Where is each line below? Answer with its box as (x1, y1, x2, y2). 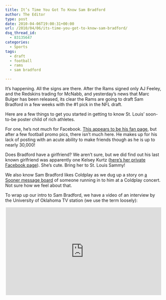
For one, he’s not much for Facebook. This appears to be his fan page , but (5, 126, 157, 132)
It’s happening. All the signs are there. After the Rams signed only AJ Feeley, (5, 86, 162, 91)
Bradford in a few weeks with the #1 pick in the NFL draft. (5, 102, 123, 107)
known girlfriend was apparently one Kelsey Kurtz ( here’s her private (5, 157, 146, 162)
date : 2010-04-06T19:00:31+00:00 (5, 21, 75, 26)
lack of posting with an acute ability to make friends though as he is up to (5, 137, 156, 143)
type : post (5, 16, 28, 21)
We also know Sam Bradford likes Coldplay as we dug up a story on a (5, 172, 148, 177)
